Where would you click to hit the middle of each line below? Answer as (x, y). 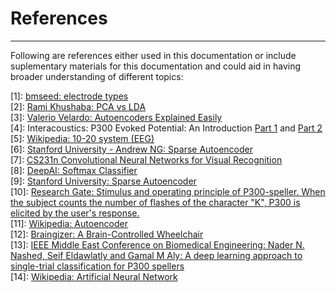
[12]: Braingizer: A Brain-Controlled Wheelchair (107, 234)
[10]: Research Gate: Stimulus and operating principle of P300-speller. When (168, 191)
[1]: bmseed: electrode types (69, 96)
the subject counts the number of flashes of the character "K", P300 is (155, 202)
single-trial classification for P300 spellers (97, 266)
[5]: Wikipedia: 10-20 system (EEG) (82, 138)
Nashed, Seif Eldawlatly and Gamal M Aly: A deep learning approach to (156, 255)
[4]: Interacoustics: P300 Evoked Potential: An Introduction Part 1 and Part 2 (166, 128)
